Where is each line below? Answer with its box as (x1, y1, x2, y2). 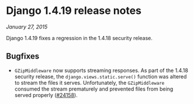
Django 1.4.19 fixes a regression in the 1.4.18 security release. (6, 34, 153, 41)
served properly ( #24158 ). (14, 91, 78, 98)
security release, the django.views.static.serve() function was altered (14, 73, 187, 80)
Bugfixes (6, 51, 40, 62)
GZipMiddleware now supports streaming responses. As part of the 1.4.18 (14, 67, 189, 74)
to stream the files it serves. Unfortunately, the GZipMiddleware (14, 79, 165, 86)
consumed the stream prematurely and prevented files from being (14, 85, 174, 92)
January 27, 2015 (6, 23, 48, 30)
